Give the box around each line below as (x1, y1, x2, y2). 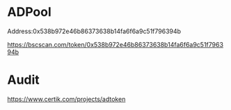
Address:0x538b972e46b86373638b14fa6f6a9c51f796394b (7, 27, 182, 35)
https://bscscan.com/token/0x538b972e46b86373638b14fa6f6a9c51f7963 (7, 40, 224, 48)
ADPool (7, 4, 51, 20)
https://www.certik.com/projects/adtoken (7, 95, 126, 103)
